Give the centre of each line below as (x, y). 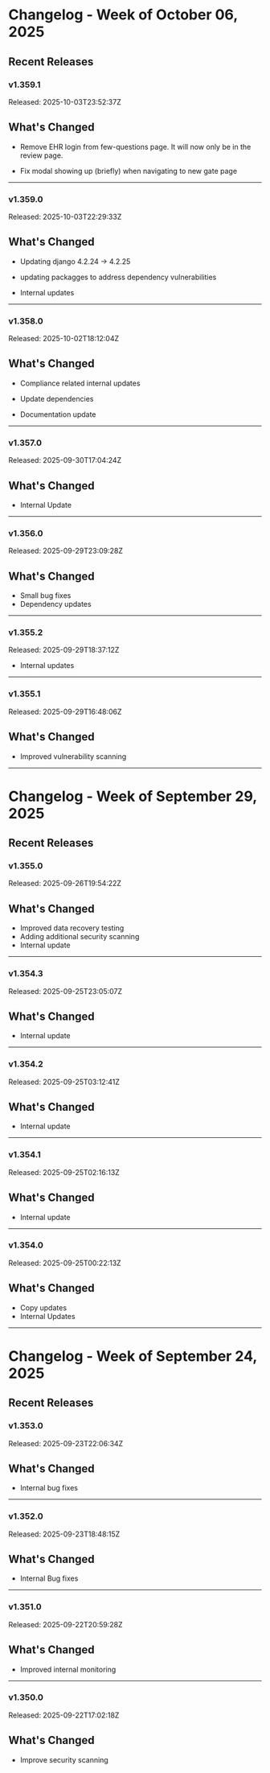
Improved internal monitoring (68, 1669)
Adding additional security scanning (80, 937)
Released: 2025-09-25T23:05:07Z (65, 991)
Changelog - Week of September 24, (133, 1356)
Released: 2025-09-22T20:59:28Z (65, 1624)
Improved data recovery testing (72, 928)
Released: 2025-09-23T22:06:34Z (66, 1443)
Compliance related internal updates (80, 383)
